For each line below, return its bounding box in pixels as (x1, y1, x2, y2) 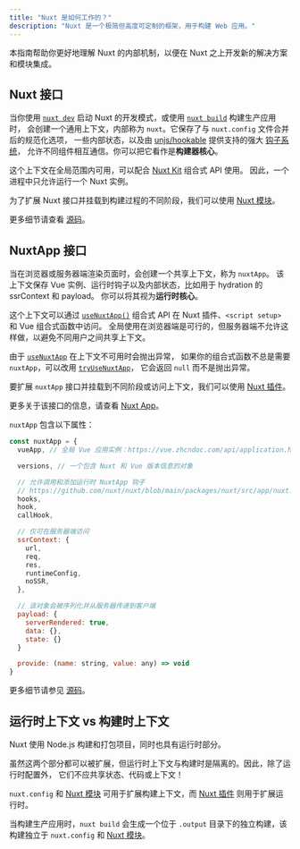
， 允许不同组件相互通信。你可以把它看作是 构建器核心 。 (17, 146, 223, 157)
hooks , (17, 494, 42, 504)
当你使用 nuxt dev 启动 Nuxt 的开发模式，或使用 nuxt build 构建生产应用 (9, 113, 277, 123)
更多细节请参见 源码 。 (9, 685, 90, 696)
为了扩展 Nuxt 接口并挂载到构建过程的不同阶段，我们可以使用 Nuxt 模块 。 (9, 195, 280, 206)
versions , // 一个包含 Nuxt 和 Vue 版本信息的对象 (17, 462, 194, 471)
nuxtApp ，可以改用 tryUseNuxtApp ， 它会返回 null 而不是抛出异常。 (9, 362, 255, 373)
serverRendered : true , (25, 618, 110, 627)
